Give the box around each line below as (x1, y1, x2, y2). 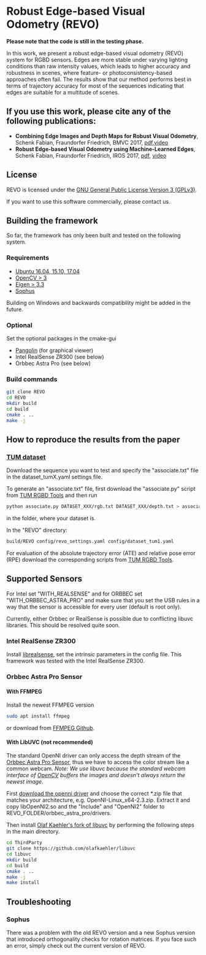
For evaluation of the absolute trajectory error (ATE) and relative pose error (6, 549, 196, 556)
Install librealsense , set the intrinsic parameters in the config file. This (6, 651, 182, 658)
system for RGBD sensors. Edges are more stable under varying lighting (6, 56, 188, 63)
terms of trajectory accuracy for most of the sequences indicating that (6, 82, 184, 90)
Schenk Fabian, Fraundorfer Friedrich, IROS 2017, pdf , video (15, 151, 167, 159)
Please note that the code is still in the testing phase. (6, 37, 144, 45)
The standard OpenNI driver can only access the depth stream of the (6, 752, 181, 759)
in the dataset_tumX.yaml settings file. (6, 474, 103, 481)
